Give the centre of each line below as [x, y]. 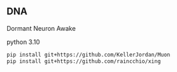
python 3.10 [23, 42]
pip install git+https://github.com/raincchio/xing [84, 61]
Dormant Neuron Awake [41, 28]
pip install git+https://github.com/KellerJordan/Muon [88, 55]
